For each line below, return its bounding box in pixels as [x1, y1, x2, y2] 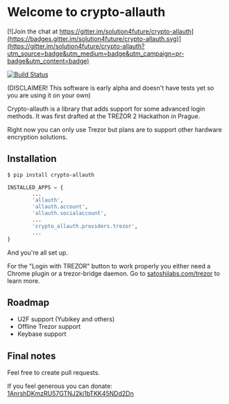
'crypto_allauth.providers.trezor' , [32, 223, 138, 229]
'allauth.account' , [32, 203, 89, 211]
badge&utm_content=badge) [7, 56, 90, 65]
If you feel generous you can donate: [7, 382, 112, 390]
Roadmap [7, 296, 50, 308]
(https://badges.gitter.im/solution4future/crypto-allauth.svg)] [7, 34, 182, 42]
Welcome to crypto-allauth [7, 4, 166, 20]
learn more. [7, 276, 40, 285]
